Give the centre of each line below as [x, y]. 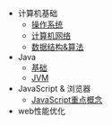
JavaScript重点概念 [67, 100]
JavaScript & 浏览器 [54, 89]
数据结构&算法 [57, 47]
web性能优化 [41, 111]
